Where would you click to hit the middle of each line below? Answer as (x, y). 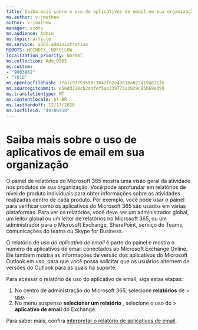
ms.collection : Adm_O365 (37, 61)
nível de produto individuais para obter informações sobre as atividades (93, 194)
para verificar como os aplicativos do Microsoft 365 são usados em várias (96, 206)
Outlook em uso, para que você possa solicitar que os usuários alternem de (98, 262)
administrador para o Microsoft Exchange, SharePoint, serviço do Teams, (95, 225)
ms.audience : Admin (30, 34)
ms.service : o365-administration (47, 45)
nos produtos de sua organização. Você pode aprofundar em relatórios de (96, 187)
